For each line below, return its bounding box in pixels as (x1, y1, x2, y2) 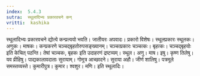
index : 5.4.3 (6, 8, 42, 15)
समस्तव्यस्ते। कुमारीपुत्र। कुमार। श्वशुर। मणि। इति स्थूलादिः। (6, 63, 125, 70)
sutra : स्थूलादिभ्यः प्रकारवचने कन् (6, 14, 72, 20)
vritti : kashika (6, 20, 50, 26)
